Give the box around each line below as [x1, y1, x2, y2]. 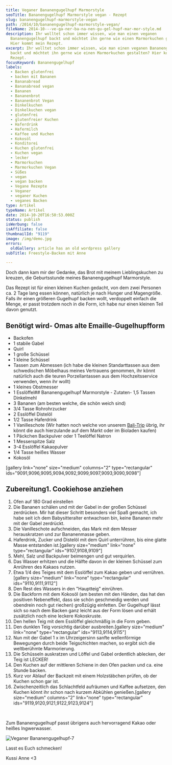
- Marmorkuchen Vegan [10, 164, 57, 170]
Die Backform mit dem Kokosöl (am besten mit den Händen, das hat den [13, 591, 165, 597]
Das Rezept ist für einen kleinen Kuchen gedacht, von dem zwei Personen [6, 285, 161, 291]
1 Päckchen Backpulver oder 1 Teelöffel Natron [13, 432, 111, 439]
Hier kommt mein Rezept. [10, 41, 63, 46]
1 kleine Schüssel [13, 357, 50, 363]
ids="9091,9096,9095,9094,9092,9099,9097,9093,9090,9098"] [6, 470, 141, 476]
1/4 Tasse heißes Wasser [13, 449, 66, 455]
